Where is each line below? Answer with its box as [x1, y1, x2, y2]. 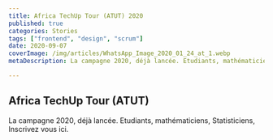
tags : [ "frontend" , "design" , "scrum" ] [8, 34, 144, 43]
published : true [8, 19, 63, 28]
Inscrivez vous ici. [8, 124, 69, 134]
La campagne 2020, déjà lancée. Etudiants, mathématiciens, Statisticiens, [8, 115, 256, 125]
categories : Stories [8, 27, 79, 35]
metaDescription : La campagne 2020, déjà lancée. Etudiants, [8, 57, 220, 66]
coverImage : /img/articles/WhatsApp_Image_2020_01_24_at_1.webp [8, 49, 231, 57]
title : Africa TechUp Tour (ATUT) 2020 [8, 11, 144, 20]
